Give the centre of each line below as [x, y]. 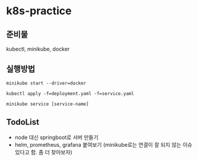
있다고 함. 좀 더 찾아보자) [43, 152]
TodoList [23, 122]
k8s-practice [39, 11]
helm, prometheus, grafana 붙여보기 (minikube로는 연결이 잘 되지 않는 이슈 [103, 144]
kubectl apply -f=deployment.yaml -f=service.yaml [70, 93]
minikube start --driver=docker [46, 83]
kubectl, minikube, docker [38, 49]
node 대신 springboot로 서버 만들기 [56, 137]
